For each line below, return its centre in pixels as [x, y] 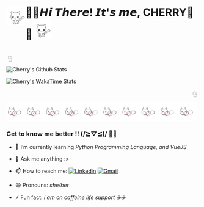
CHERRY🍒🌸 [168, 13]
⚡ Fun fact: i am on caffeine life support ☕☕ [70, 197]
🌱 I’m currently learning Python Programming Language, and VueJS [101, 147]
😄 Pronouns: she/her [42, 185]
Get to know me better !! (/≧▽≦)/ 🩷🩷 [62, 134]
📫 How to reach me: [41, 171]
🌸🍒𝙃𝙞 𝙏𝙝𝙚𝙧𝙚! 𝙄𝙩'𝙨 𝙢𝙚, [83, 13]
